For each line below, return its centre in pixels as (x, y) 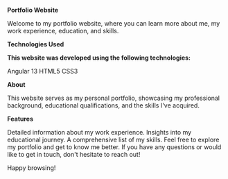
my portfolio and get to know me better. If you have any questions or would (114, 147)
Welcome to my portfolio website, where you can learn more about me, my (114, 23)
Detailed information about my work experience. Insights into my (99, 132)
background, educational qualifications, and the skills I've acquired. (103, 105)
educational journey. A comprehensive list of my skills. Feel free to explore (113, 139)
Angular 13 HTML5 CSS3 (43, 71)
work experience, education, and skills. (63, 31)
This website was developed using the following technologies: (99, 58)
